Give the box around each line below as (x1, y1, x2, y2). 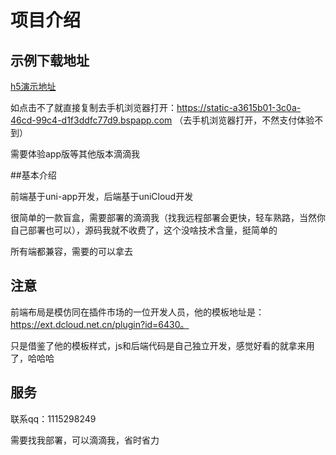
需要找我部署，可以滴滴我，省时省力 (10, 434, 160, 446)
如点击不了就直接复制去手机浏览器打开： (10, 102, 177, 113)
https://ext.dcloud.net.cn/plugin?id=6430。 (10, 318, 190, 330)
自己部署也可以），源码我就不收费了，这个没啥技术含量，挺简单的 (10, 224, 278, 236)
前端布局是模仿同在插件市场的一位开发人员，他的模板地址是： (10, 306, 265, 318)
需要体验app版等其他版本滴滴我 (10, 148, 141, 160)
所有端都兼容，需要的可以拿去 (10, 246, 133, 257)
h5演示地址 (10, 81, 57, 92)
